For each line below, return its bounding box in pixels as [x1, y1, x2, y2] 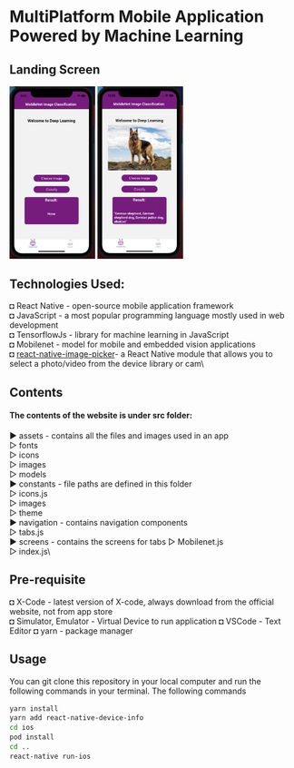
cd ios [9, 724, 34, 733]
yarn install [9, 704, 59, 714]
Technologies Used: [9, 276, 125, 291]
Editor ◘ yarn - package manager [9, 625, 133, 636]
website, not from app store [9, 606, 113, 616]
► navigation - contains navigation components [9, 517, 188, 527]
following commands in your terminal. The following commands [9, 685, 247, 696]
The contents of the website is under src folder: [9, 410, 193, 421]
